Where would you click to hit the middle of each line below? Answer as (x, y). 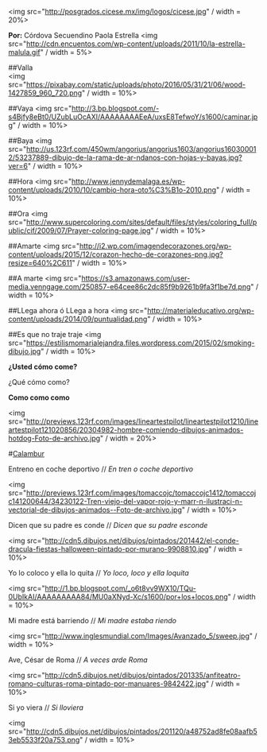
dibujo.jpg (25, 351)
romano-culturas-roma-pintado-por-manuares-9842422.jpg (107, 684)
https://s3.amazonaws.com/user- (136, 278)
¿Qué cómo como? (39, 382)
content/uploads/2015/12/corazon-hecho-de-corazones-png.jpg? (116, 254)
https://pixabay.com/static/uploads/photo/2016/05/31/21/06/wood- (136, 84)
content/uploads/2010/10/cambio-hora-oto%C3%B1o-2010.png (112, 190)
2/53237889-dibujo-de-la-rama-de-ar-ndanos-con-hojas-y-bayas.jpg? (125, 157)
